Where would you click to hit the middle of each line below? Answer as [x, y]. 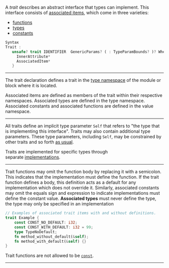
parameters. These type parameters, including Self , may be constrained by [83, 137]
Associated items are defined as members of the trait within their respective [84, 95]
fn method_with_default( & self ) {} [50, 241]
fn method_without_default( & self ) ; [52, 237]
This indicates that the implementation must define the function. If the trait [82, 177]
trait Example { [22, 218]
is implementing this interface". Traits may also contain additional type [78, 131]
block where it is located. [31, 86]
